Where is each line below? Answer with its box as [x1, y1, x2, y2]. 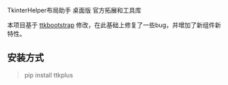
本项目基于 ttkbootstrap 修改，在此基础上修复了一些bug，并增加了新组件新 [7, 21, 221, 29]
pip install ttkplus [24, 70, 74, 79]
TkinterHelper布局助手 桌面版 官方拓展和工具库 [7, 6, 142, 14]
